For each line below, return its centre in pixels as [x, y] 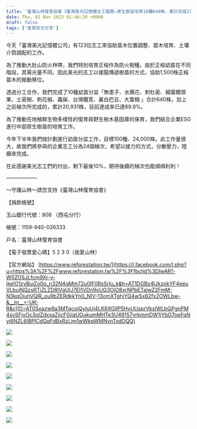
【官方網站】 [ [23, 265]
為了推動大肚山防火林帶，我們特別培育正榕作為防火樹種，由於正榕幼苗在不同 [98, 65]
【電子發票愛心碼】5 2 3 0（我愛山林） [53, 252]
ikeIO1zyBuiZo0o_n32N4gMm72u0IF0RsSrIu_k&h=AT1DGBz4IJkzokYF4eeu [97, 284]
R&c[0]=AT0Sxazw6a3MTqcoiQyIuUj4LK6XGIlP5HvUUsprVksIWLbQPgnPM [97, 309]
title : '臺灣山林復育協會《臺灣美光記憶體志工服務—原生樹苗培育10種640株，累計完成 [96, 11]
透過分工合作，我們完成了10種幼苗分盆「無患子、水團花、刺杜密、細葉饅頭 [96, 92]
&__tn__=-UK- [22, 302]
